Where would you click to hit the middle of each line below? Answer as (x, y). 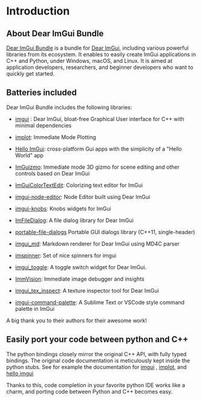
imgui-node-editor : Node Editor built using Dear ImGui (83, 197)
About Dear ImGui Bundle (55, 34)
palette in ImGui (34, 308)
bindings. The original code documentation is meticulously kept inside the (98, 360)
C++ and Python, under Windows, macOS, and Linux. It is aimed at (90, 61)
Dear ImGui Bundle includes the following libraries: (69, 107)
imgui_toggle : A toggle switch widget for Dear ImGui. (81, 267)
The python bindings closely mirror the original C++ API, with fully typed (96, 354)
